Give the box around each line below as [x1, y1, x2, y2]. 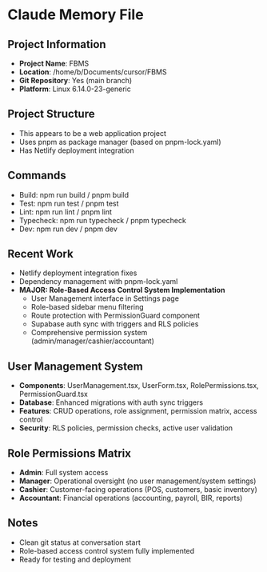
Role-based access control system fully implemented [18, 546, 195, 555]
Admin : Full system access [18, 468, 109, 478]
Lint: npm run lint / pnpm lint [18, 206, 113, 217]
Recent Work [7, 247, 74, 261]
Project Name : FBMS [18, 58, 90, 68]
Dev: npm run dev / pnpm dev [18, 224, 118, 234]
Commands [7, 169, 67, 182]
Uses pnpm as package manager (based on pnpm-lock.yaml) [18, 137, 221, 146]
